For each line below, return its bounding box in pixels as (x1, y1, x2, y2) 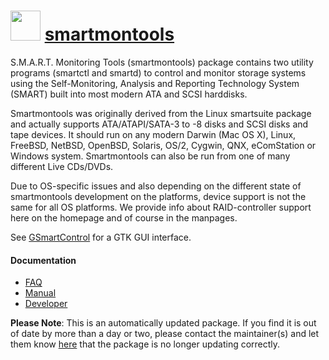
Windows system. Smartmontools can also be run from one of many (10, 150, 291, 162)
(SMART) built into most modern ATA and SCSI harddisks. (10, 88, 248, 100)
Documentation (10, 254, 77, 266)
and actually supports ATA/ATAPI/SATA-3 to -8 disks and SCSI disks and (10, 118, 309, 130)
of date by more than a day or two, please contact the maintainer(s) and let (10, 328, 320, 340)
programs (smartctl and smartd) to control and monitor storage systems (10, 66, 307, 79)
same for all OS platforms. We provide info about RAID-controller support (10, 201, 312, 213)
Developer (24, 298, 68, 310)
